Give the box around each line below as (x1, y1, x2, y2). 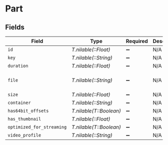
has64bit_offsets (7, 108, 49, 113)
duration (7, 63, 28, 68)
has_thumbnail (7, 116, 41, 121)
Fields (5, 23, 25, 31)
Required (125, 38, 148, 44)
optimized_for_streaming (7, 124, 67, 130)
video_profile (7, 132, 41, 138)
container (7, 100, 31, 105)
